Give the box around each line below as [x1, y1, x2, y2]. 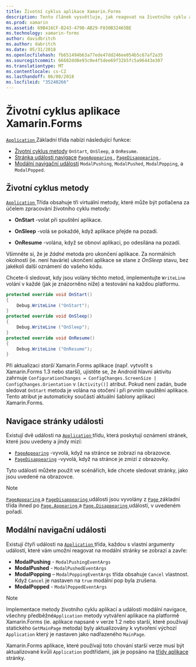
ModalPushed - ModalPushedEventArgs [14, 564, 107, 571]
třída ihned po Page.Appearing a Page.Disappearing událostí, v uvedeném [6, 502, 181, 509]
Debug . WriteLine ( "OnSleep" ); [16, 324, 90, 330]
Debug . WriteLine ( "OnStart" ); [16, 302, 90, 308]
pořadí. [6, 508, 23, 515]
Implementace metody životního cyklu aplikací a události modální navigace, [6, 606, 187, 613]
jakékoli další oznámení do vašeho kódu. [6, 263, 103, 270]
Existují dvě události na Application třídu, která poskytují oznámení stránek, [6, 432, 188, 439]
